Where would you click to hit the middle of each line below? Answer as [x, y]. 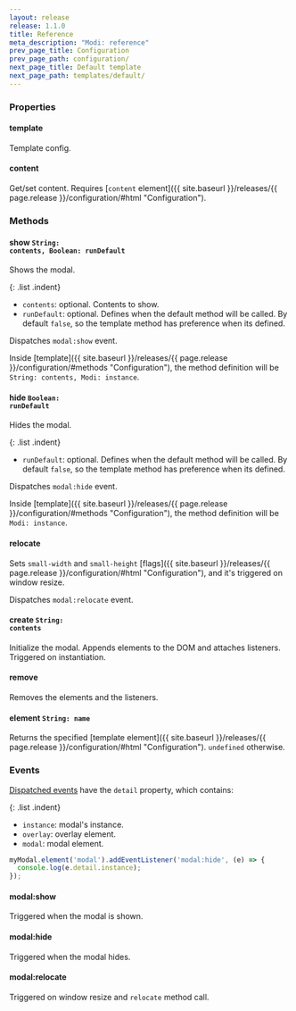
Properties [33, 106]
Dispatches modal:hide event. [63, 487]
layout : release [39, 17]
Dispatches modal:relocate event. [71, 599]
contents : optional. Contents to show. [90, 305]
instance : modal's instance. [73, 824]
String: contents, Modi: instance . [74, 377]
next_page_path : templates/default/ [77, 76]
